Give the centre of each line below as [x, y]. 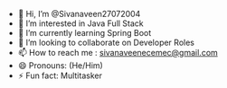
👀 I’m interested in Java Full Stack [81, 23]
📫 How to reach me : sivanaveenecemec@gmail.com [118, 53]
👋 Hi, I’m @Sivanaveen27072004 [79, 14]
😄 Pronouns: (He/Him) [61, 66]
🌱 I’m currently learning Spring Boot [85, 33]
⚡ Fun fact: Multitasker [60, 75]
